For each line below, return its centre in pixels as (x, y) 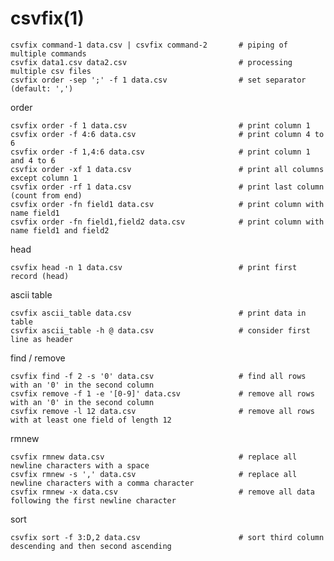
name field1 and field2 (60, 230)
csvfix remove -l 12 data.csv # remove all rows (162, 411)
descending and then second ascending (91, 546)
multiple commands (48, 53)
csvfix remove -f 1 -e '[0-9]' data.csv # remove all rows (162, 393)
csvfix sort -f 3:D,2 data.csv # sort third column (167, 537)
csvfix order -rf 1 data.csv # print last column (167, 187)
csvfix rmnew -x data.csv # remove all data (162, 492)
